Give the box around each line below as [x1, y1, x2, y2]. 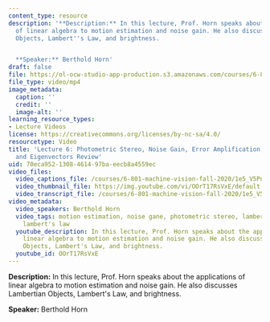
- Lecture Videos [8, 123, 67, 131]
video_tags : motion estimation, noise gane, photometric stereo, [15, 212, 239, 221]
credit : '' [15, 100, 52, 108]
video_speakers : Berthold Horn [15, 205, 121, 213]
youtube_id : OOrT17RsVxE [15, 250, 99, 258]
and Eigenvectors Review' [15, 153, 103, 161]
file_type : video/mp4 [8, 78, 81, 86]
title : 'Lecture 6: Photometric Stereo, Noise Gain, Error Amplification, [8, 145, 264, 153]
